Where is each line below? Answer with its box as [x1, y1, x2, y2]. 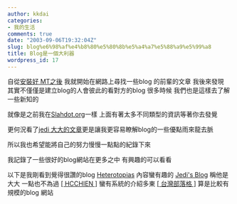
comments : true [7, 30, 53, 38]
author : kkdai [7, 10, 50, 18]
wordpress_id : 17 [7, 57, 59, 64]
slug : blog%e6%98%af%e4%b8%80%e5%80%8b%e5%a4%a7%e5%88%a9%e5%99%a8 [7, 43, 212, 50]
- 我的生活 [7, 23, 36, 31]
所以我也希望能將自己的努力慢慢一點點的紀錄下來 [7, 140, 151, 149]
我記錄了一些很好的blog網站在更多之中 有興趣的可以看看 [7, 155, 172, 163]
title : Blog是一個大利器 [7, 50, 75, 58]
